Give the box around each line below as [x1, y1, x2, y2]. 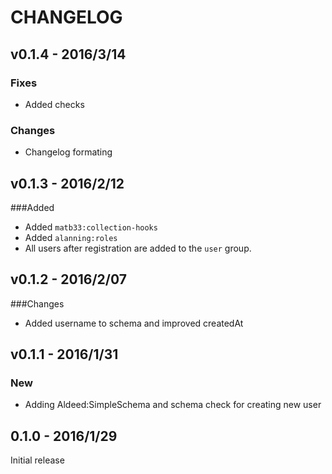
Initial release [10, 454, 65, 466]
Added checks [24, 98, 85, 110]
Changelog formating [24, 146, 113, 158]
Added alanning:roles [24, 231, 118, 243]
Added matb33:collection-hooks [24, 221, 158, 233]
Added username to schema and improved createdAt [24, 317, 244, 329]
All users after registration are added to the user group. [24, 242, 252, 254]
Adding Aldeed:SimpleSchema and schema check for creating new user [24, 399, 322, 411]
